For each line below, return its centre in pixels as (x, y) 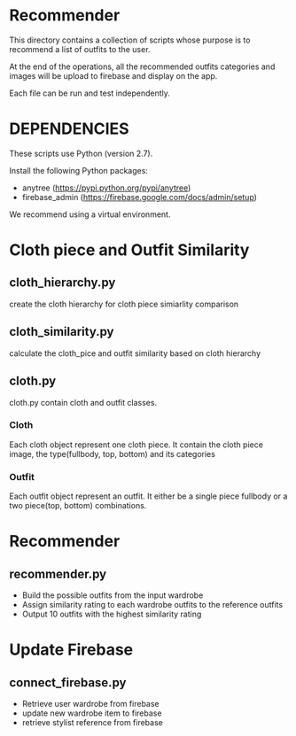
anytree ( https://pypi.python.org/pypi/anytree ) (106, 188)
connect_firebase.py (68, 682)
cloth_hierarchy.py (62, 283)
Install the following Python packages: (79, 170)
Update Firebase (71, 650)
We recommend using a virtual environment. (90, 214)
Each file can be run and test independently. (90, 93)
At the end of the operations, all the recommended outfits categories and (142, 66)
